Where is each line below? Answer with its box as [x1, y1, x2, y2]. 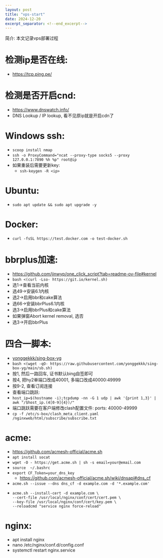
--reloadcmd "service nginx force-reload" [12, 503, 101, 508]
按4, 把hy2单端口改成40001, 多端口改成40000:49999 [12, 377, 121, 383]
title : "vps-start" [5, 12, 45, 17]
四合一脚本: [5, 338, 52, 350]
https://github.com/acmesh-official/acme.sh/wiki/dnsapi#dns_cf [19, 475, 151, 481]
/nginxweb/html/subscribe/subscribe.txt [12, 416, 97, 421]
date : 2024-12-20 [5, 16, 41, 21]
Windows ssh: [5, 130, 65, 142]
